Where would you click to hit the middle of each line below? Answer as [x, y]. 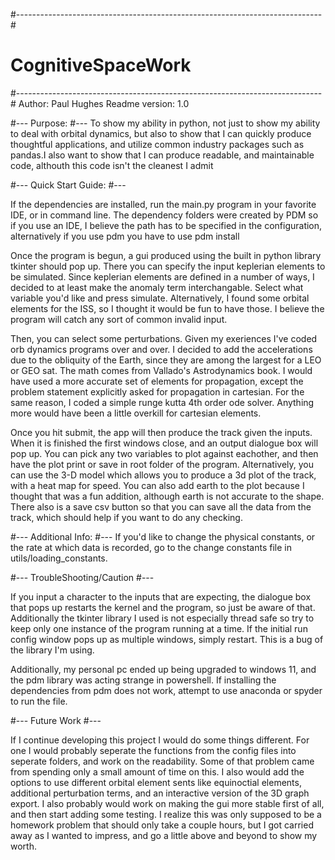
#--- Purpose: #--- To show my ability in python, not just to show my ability [165, 123]
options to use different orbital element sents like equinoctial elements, [156, 782]
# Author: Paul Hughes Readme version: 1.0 [100, 103]
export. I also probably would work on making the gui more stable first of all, [167, 803]
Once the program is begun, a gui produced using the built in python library [166, 255]
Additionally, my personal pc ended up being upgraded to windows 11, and [163, 669]
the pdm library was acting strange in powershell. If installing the [143, 680]
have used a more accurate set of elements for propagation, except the [157, 381]
